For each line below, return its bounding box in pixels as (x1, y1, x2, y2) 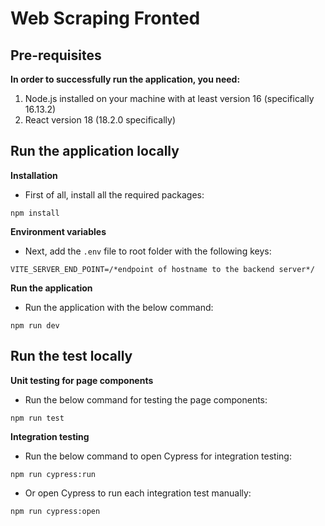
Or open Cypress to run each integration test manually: (24, 487, 252, 499)
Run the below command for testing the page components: (24, 393, 268, 406)
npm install (10, 208, 60, 218)
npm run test (10, 413, 65, 423)
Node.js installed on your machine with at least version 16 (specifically (24, 93, 315, 104)
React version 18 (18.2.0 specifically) (24, 114, 177, 126)
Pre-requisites (10, 47, 102, 64)
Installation (10, 169, 58, 181)
